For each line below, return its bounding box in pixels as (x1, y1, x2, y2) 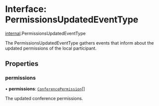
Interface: (5, 3, 47, 15)
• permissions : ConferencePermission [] (5, 86, 85, 92)
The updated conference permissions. (5, 95, 83, 101)
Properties (5, 59, 39, 68)
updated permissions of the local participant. (5, 45, 97, 51)
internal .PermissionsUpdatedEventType (5, 30, 86, 36)
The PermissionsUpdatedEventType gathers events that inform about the (5, 40, 154, 46)
